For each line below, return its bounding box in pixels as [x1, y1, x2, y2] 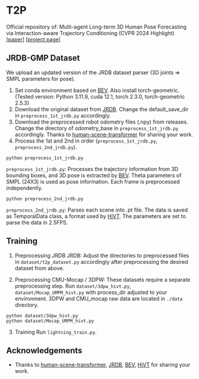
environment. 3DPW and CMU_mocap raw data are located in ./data [14, 295, 183, 302]
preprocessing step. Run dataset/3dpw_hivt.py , [14, 282, 131, 289]
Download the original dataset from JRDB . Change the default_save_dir [14, 105, 189, 113]
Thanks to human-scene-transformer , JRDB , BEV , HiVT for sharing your [14, 361, 191, 368]
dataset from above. [14, 264, 64, 271]
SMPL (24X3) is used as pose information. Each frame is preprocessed [6, 178, 180, 185]
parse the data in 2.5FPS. [6, 219, 68, 226]
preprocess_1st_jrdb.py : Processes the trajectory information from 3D [6, 165, 179, 172]
